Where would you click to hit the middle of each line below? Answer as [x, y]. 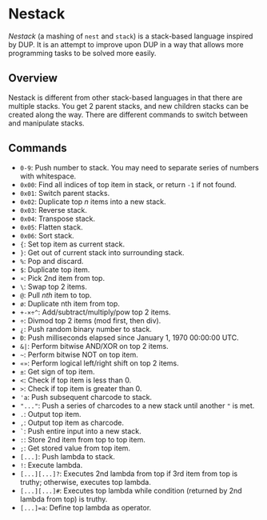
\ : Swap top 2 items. [54, 286]
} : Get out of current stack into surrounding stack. [102, 252]
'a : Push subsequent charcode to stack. [86, 397]
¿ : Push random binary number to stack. [86, 329]
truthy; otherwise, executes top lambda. [86, 482]
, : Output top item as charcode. [72, 422]
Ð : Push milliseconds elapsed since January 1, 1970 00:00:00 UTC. [129, 338]
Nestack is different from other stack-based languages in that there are [126, 98]
